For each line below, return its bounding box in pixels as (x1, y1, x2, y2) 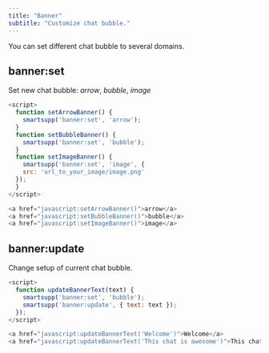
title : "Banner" (8, 11, 62, 20)
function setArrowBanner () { (15, 109, 113, 117)
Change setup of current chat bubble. (8, 263, 133, 273)
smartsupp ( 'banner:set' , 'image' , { (22, 161, 146, 169)
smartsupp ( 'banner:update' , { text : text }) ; (22, 301, 178, 309)
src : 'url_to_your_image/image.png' (22, 168, 146, 176)
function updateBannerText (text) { (15, 286, 134, 294)
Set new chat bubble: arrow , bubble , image (8, 86, 151, 95)
